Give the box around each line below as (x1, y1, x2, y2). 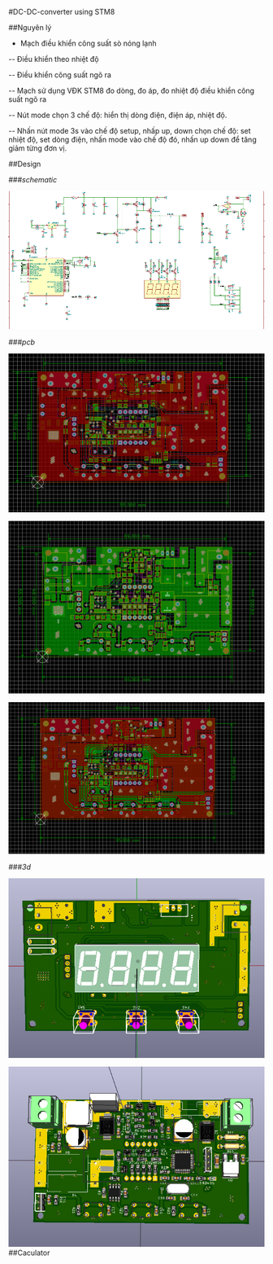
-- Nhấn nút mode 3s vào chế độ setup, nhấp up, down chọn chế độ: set (8, 126, 251, 135)
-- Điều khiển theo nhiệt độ (8, 55, 99, 64)
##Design (8, 159, 41, 169)
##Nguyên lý (8, 23, 52, 32)
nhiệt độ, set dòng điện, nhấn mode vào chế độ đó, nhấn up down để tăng (8, 134, 258, 144)
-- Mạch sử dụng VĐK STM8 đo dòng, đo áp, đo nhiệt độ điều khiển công (8, 86, 254, 95)
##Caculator (8, 1248, 50, 1257)
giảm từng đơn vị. (8, 143, 67, 153)
